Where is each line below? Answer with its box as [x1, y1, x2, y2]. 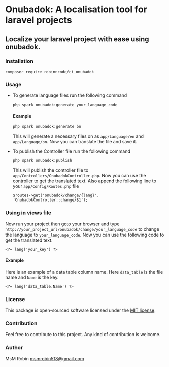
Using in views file [5, 209, 52, 216]
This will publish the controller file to [12, 167, 89, 173]
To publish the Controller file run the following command [12, 148, 131, 154]
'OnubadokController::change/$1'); [12, 197, 88, 203]
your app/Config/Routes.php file [12, 183, 79, 189]
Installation [5, 57, 34, 64]
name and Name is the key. [5, 274, 59, 280]
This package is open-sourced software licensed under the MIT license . [5, 307, 156, 313]
